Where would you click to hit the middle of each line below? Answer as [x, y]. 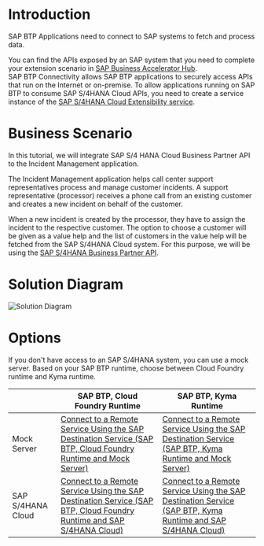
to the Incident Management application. [73, 164]
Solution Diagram [66, 284]
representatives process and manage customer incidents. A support [118, 187]
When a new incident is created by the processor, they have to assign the [127, 219]
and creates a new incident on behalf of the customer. [95, 204]
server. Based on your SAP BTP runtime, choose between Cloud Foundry [126, 368]
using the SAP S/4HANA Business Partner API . [83, 253]
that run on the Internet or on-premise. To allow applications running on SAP [132, 85]
